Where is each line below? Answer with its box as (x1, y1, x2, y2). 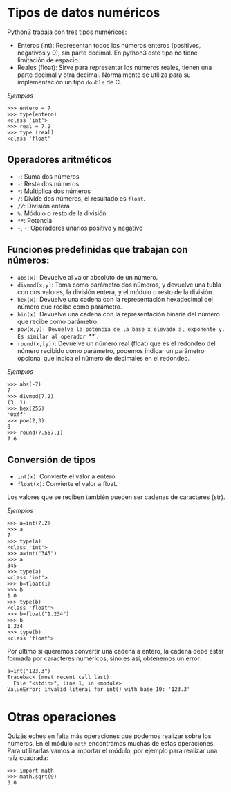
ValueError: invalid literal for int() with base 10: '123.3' (7, 686, 190, 693)
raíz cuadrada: (7, 754, 48, 762)
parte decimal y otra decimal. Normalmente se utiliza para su (17, 71, 191, 79)
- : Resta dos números (17, 179, 80, 188)
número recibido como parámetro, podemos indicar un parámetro (17, 346, 205, 354)
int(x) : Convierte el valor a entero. (17, 472, 118, 480)
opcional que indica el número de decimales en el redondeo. (17, 354, 190, 362)
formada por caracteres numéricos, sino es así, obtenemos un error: (7, 654, 202, 663)
